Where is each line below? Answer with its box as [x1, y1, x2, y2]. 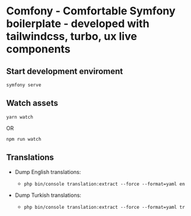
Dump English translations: [14, 168, 81, 175]
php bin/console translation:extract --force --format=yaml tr [23, 204, 186, 210]
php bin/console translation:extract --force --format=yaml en [23, 181, 186, 187]
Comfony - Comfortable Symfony [6, 4, 175, 18]
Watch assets [6, 98, 59, 108]
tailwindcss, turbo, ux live [6, 30, 138, 43]
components [6, 42, 71, 56]
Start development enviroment [6, 66, 123, 76]
